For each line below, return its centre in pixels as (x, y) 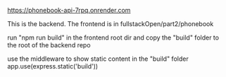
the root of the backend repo (49, 45)
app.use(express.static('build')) (53, 66)
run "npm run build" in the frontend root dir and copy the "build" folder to (113, 37)
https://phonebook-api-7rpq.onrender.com (69, 10)
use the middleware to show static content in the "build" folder (98, 59)
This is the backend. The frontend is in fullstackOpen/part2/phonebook (111, 24)
